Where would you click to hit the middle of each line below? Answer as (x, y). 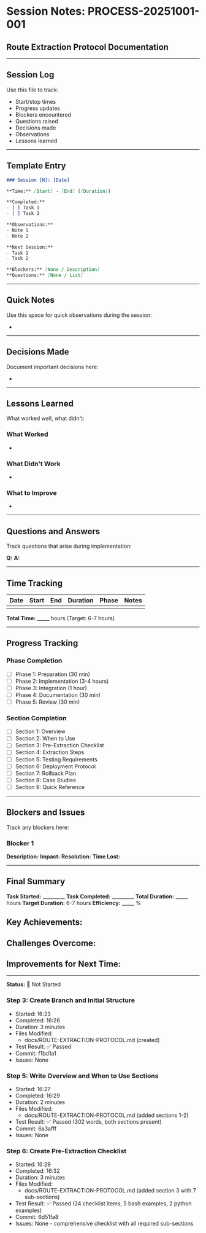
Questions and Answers (53, 531)
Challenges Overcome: (51, 943)
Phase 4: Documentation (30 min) (58, 694)
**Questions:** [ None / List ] (45, 275)
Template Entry (36, 166)
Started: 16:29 (33, 1164)
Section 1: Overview (40, 731)
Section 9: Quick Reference (50, 787)
